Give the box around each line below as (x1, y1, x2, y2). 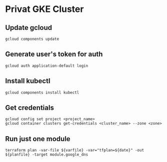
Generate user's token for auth (5, 50, 103, 58)
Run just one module (5, 135, 71, 143)
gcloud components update (5, 36, 59, 41)
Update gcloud (5, 23, 52, 32)
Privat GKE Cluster (5, 3, 84, 15)
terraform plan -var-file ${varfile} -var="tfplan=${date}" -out (5, 148, 144, 153)
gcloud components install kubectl (5, 90, 79, 95)
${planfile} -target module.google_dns (5, 152, 88, 158)
